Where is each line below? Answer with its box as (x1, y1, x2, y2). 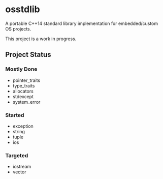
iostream (12, 164, 31, 170)
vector (12, 169, 26, 175)
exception (12, 123, 34, 129)
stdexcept (12, 93, 34, 100)
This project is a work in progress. (5, 36, 77, 42)
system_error (12, 99, 41, 105)
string (12, 128, 25, 134)
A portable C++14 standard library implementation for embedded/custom (5, 20, 158, 26)
